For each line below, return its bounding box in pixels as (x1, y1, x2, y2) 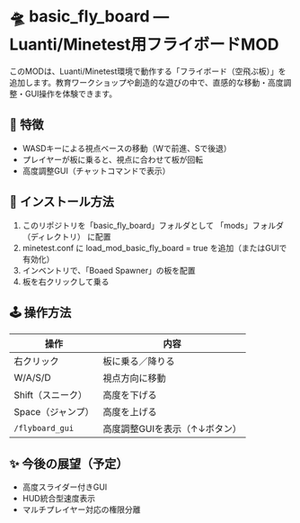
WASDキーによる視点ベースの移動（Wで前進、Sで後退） (22, 142, 232, 153)
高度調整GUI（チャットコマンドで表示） (22, 165, 171, 176)
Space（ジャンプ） (13, 406, 94, 419)
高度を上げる (102, 406, 157, 419)
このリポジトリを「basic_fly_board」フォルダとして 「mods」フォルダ (22, 220, 285, 230)
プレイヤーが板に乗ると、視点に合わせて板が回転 (22, 154, 204, 165)
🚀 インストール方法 (9, 194, 115, 210)
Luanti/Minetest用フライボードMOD (9, 34, 279, 55)
